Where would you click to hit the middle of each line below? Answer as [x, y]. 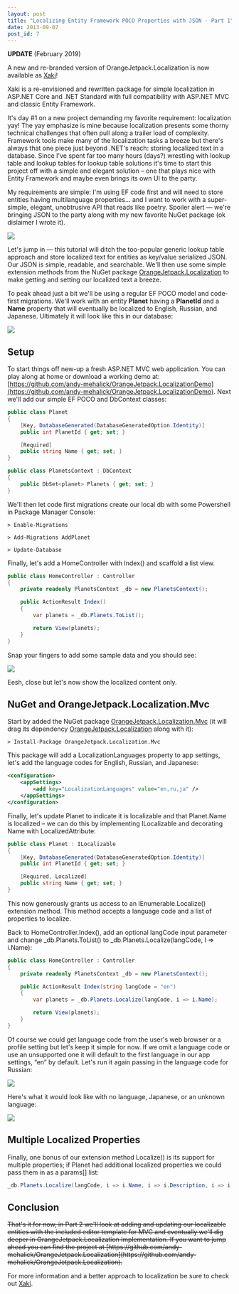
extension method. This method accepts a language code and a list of [110, 911]
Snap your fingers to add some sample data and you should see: [102, 655]
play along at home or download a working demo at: [84, 377]
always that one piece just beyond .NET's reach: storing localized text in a [116, 148]
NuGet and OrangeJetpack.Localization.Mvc [108, 704]
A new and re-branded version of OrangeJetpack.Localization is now [108, 68]
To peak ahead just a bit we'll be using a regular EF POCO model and [108, 294]
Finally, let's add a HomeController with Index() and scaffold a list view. [111, 563]
